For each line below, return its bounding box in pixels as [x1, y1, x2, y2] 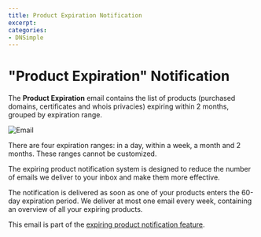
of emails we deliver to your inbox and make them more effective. [8, 172, 220, 182]
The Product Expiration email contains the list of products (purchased [8, 94, 236, 103]
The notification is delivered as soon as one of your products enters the [8, 188, 240, 198]
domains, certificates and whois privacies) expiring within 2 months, [8, 102, 230, 111]
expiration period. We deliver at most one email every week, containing [22, 196, 252, 206]
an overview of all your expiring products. [8, 205, 143, 214]
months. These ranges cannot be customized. [8, 149, 157, 158]
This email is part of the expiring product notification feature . [8, 220, 206, 229]
